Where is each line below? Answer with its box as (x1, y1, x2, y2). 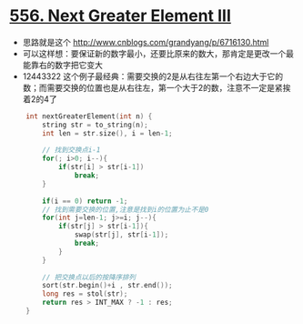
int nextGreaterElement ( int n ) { (25, 111, 153, 121)
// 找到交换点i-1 (42, 146, 101, 155)
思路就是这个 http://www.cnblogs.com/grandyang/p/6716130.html (22, 36, 269, 47)
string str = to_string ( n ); (42, 120, 148, 129)
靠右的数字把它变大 (30, 59, 103, 70)
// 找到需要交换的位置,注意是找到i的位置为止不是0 (42, 205, 209, 214)
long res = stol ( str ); (42, 289, 128, 299)
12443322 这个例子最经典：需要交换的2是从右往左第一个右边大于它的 (22, 70, 284, 82)
